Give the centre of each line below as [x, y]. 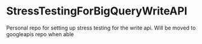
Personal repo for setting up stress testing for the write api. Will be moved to [101, 28]
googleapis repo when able [40, 34]
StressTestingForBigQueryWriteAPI [97, 11]
